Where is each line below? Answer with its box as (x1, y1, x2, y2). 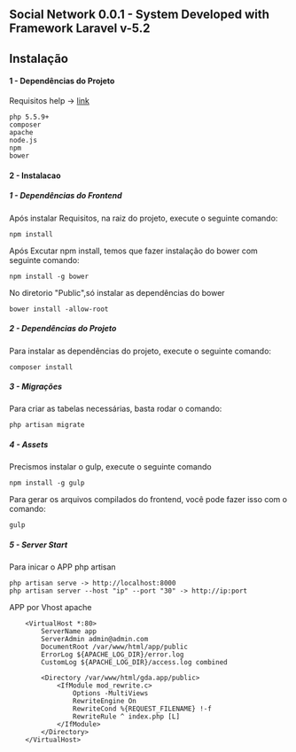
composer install (9, 362, 74, 371)
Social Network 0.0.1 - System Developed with (9, 7, 270, 22)
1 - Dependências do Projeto (9, 75, 115, 87)
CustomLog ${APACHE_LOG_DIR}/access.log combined (41, 658, 228, 667)
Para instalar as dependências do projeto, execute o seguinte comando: (9, 345, 272, 356)
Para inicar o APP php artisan (9, 562, 117, 572)
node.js (9, 136, 38, 144)
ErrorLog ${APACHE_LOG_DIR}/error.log (41, 650, 184, 659)
